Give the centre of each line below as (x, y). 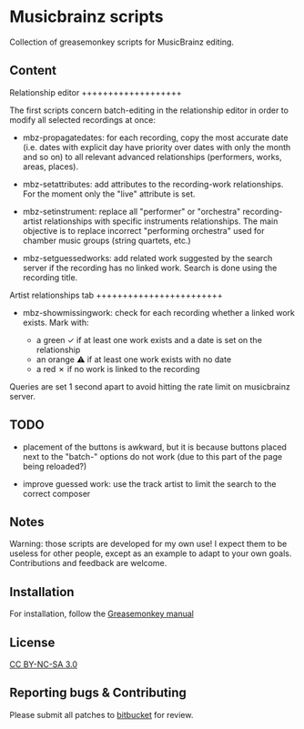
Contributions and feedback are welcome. (88, 563)
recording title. (50, 277)
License (32, 642)
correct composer (56, 493)
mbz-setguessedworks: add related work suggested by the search (147, 258)
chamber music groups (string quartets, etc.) (106, 240)
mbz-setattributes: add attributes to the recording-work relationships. (153, 184)
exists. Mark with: (56, 322)
